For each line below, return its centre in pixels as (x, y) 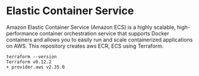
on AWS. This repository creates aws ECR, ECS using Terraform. (85, 46)
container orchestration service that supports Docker (104, 33)
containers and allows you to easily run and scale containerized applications (99, 39)
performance (22, 33)
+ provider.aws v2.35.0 (36, 67)
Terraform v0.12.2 (29, 62)
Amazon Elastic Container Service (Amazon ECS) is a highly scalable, (91, 27)
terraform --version (32, 57)
